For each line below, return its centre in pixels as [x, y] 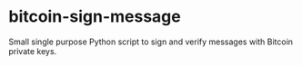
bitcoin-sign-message [95, 17]
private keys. [33, 51]
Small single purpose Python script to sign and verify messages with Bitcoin [151, 42]
